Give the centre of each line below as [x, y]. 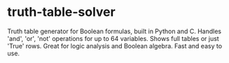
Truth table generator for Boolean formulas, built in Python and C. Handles [114, 31]
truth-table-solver [61, 12]
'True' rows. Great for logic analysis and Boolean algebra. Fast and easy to [115, 46]
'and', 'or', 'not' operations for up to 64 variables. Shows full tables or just [113, 38]
